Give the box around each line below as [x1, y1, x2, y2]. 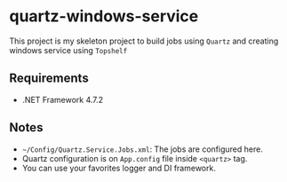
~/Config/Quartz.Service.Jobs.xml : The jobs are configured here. [21, 144, 264, 154]
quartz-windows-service [9, 6, 199, 27]
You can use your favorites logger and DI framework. [21, 162, 216, 173]
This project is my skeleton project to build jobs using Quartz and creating [9, 36, 279, 46]
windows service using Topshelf [9, 44, 128, 55]
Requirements [9, 71, 89, 86]
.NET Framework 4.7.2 [21, 94, 104, 105]
